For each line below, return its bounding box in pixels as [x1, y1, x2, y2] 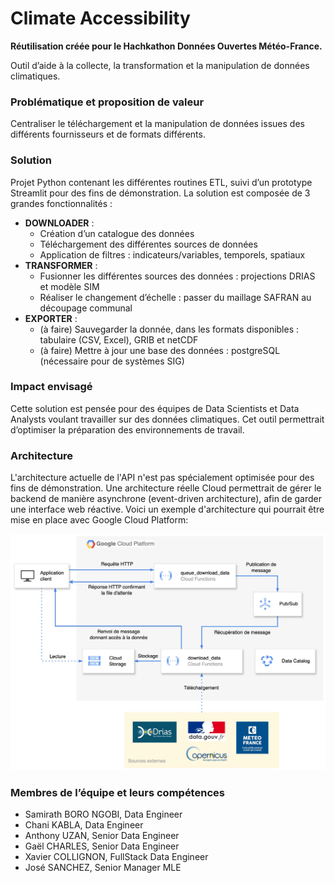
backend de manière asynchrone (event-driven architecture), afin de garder [10, 493, 323, 505]
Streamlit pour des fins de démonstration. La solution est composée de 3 [10, 187, 311, 199]
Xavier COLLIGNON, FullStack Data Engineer [24, 850, 209, 862]
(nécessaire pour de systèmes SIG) [39, 355, 185, 367]
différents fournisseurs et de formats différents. [10, 128, 206, 141]
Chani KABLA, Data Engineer [24, 818, 144, 831]
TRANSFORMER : [24, 259, 98, 271]
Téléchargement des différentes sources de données [39, 238, 258, 250]
